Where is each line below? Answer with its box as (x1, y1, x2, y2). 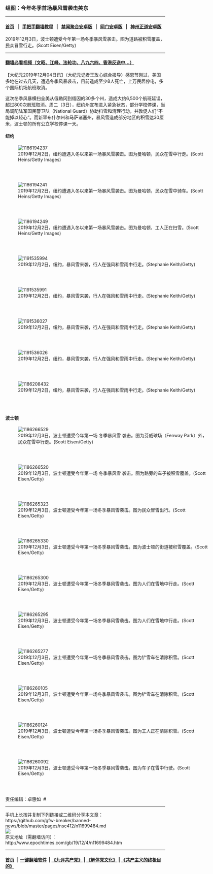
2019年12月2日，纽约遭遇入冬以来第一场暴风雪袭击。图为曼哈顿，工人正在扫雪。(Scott (18, 224, 199, 231)
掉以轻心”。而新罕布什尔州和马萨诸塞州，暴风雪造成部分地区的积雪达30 (9, 114, 160, 120)
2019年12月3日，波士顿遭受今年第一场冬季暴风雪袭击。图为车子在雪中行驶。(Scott (18, 765, 190, 771)
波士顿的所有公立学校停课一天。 (14, 120, 81, 126)
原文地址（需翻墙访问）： (5, 834, 57, 840)
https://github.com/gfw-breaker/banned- (5, 818, 91, 824)
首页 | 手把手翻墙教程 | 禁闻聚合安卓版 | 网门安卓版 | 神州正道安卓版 (5, 23, 162, 29)
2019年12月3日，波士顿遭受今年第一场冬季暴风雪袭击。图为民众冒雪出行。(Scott (18, 507, 186, 513)
